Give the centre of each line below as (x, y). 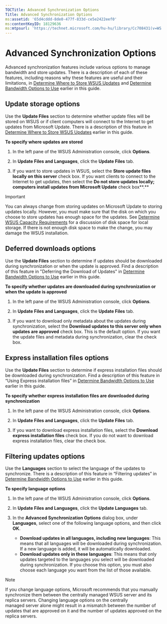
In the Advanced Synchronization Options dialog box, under (75, 518)
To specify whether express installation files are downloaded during (77, 396)
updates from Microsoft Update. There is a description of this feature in (79, 127)
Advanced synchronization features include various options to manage (78, 67)
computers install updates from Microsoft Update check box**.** (81, 187)
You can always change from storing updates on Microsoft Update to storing (84, 206)
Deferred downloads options (51, 249)
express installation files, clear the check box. (59, 441)
